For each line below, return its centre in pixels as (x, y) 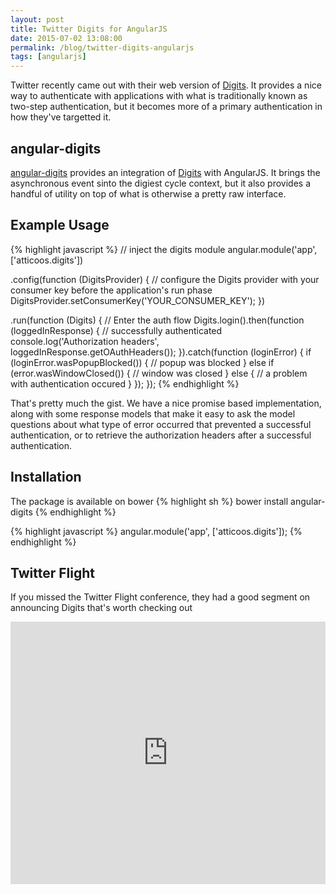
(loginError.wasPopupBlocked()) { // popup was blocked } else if (142, 362)
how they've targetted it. (61, 117)
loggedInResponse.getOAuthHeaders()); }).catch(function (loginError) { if (161, 352)
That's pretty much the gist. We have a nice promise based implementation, (166, 403)
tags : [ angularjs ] (48, 57)
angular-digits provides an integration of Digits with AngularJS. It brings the (165, 172)
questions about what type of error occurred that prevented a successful (161, 424)
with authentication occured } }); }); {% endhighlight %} (125, 383)
